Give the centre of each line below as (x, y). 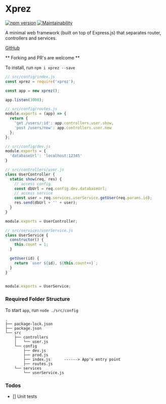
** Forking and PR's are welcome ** (43, 58)
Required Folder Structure (38, 299)
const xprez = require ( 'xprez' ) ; (40, 82)
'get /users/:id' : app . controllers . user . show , (64, 123)
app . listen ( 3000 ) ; (24, 100)
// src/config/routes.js (31, 109)
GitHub (13, 48)
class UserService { (27, 235)
